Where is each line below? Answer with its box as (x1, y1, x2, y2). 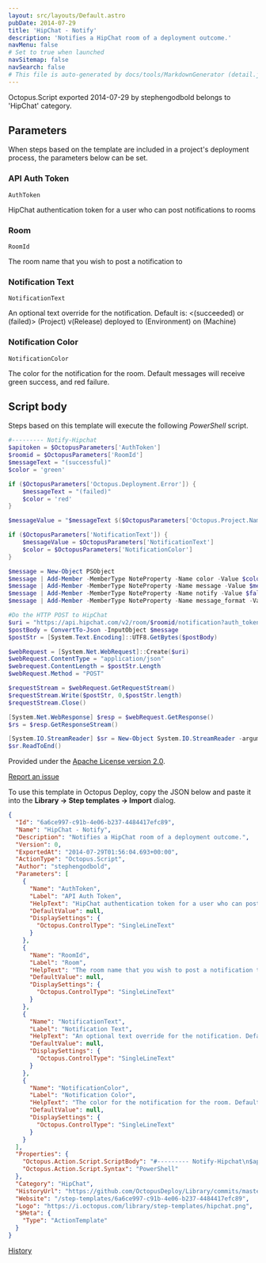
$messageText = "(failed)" (22, 487, 112, 496)
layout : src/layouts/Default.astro (8, 11, 126, 20)
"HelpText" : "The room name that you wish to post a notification (28, 965, 253, 974)
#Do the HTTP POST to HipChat (8, 612, 108, 620)
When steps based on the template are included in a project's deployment (8, 144, 249, 155)
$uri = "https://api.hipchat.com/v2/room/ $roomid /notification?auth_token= (8, 618, 264, 627)
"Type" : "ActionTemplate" (22, 1217, 108, 1225)
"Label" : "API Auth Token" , (28, 892, 123, 900)
